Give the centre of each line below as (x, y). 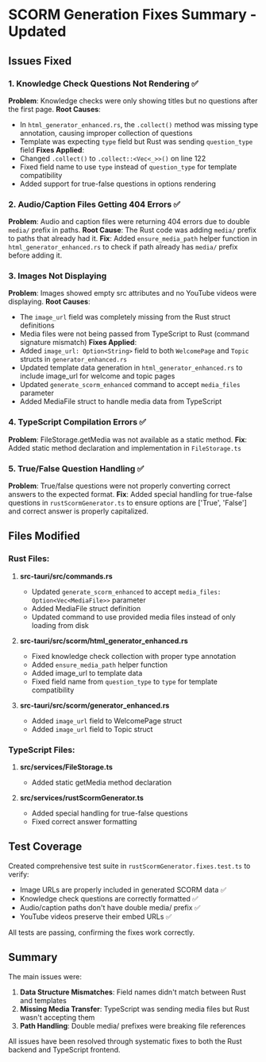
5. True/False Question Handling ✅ (76, 468)
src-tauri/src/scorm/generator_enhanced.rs (94, 705)
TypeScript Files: (42, 750)
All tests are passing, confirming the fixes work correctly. (102, 932)
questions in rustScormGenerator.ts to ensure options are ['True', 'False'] (128, 503)
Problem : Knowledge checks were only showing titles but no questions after (133, 100)
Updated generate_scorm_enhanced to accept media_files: (126, 591)
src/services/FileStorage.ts (66, 767)
